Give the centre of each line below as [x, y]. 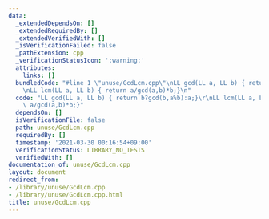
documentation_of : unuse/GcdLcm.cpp [69, 165]
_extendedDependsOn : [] [55, 23]
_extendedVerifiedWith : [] [60, 38]
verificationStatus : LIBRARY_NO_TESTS [80, 150]
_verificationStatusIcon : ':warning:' [80, 61]
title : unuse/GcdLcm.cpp [50, 202]
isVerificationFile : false [60, 120]
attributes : [36, 68]
